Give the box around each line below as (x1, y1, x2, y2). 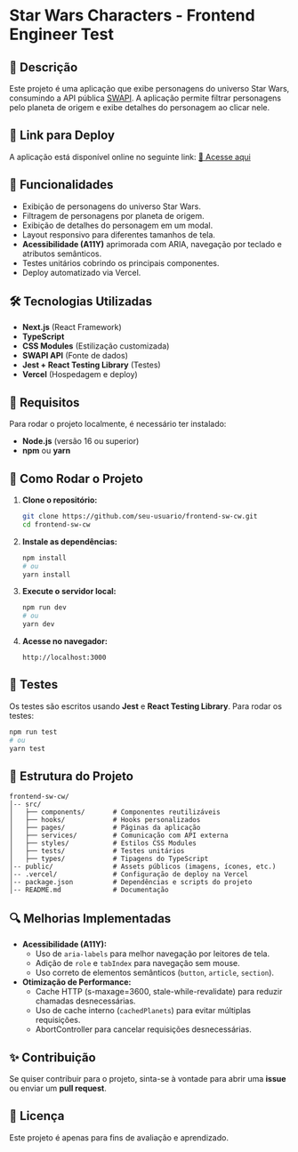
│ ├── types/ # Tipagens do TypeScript (9, 855, 209, 864)
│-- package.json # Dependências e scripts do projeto (9, 878, 253, 887)
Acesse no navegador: (21, 636, 109, 647)
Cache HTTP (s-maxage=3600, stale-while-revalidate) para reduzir (35, 987, 283, 997)
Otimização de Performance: (21, 977, 132, 987)
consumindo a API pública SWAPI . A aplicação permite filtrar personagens (9, 93, 282, 103)
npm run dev (21, 603, 67, 612)
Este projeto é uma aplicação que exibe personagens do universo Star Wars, (9, 84, 290, 93)
